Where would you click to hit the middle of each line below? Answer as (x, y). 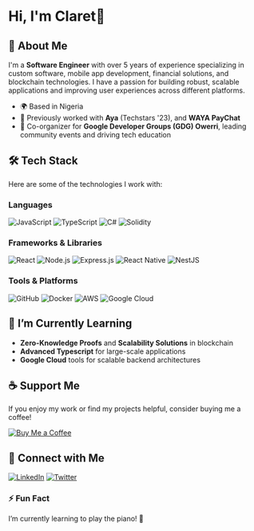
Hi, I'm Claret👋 (57, 16)
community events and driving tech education (95, 135)
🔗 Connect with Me (57, 458)
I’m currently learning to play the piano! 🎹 (76, 519)
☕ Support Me (44, 385)
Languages (31, 204)
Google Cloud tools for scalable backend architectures (110, 359)
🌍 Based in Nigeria (52, 106)
